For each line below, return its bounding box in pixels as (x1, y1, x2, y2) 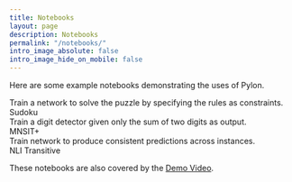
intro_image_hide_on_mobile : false (9, 55, 143, 64)
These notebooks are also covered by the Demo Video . (9, 163, 214, 173)
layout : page (9, 22, 59, 31)
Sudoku (9, 107, 39, 117)
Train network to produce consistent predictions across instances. (9, 136, 255, 146)
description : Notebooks (9, 30, 99, 39)
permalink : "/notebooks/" (9, 38, 106, 48)
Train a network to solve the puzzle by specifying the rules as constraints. (9, 97, 284, 108)
